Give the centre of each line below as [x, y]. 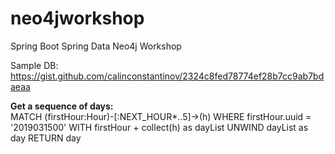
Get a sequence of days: [62, 106]
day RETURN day [46, 138]
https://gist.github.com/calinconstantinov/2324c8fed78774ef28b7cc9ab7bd [167, 76]
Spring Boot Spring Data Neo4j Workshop [96, 46]
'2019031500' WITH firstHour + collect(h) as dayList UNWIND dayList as [159, 127]
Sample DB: [34, 65]
